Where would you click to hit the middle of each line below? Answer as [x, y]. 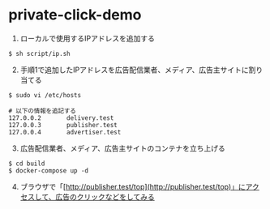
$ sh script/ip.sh [39, 53]
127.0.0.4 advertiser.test [65, 132]
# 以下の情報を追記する [43, 111]
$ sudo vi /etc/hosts [45, 95]
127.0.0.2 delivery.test [61, 118]
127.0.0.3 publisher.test [63, 125]
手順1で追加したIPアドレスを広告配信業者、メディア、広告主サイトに [134, 70]
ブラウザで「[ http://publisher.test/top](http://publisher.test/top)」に [133, 186]
